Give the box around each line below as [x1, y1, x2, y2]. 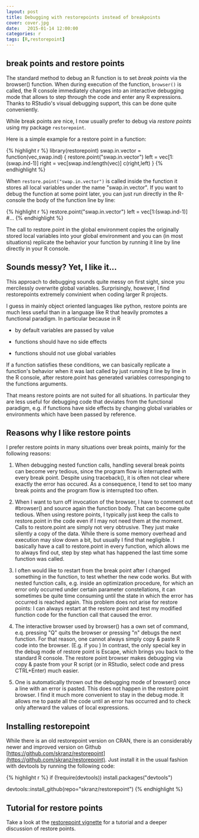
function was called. [14, 555, 65, 563]
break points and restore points [6, 58, 125, 69]
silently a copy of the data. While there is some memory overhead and [14, 530, 187, 537]
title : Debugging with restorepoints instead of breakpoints [6, 14, 161, 20]
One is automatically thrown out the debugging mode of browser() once [14, 679, 191, 686]
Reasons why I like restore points [6, 428, 131, 438]
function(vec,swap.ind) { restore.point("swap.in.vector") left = [6, 153, 158, 160]
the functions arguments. [6, 380, 68, 387]
